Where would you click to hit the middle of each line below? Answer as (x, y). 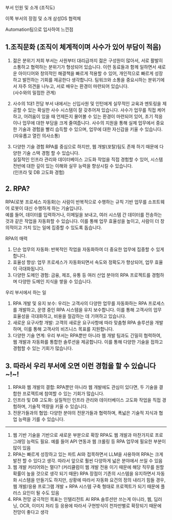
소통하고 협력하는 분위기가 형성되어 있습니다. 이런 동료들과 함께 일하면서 (84, 67)
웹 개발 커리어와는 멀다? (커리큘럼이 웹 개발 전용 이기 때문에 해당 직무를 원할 (88, 467)
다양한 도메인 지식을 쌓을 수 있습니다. (55, 281)
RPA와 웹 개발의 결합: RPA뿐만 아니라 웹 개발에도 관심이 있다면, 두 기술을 (85, 387)
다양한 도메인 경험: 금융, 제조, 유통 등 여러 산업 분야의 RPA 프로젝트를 (82, 275)
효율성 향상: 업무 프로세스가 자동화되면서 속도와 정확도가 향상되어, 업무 (83, 262)
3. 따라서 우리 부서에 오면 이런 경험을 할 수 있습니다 (81, 366)
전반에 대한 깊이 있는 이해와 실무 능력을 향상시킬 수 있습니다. (73, 165)
